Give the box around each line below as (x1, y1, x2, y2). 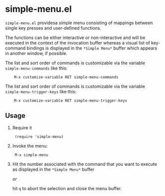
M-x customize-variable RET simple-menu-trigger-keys (14, 98, 127, 103)
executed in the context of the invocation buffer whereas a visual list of (5, 39, 150, 45)
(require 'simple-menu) (14, 134, 64, 139)
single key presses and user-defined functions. (5, 25, 102, 31)
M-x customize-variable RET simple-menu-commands (14, 75, 119, 79)
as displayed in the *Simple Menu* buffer (12, 166, 95, 172)
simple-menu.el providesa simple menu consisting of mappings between (5, 20, 153, 26)
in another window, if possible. (5, 50, 68, 56)
